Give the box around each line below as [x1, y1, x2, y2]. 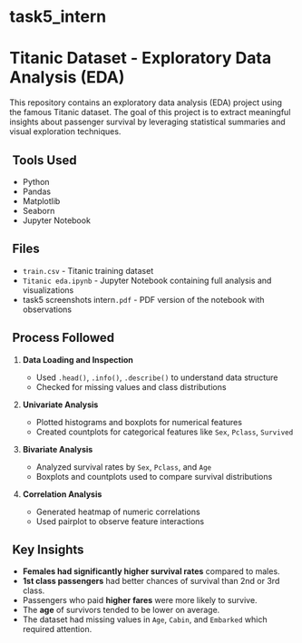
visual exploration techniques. [9, 126, 122, 137]
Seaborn [22, 205, 55, 216]
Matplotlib [22, 195, 61, 206]
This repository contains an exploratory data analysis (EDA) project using [9, 97, 283, 108]
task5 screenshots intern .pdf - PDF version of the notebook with [22, 294, 265, 305]
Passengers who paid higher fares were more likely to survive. [22, 595, 258, 606]
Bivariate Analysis [22, 443, 93, 454]
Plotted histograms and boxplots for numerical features [35, 416, 243, 427]
